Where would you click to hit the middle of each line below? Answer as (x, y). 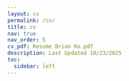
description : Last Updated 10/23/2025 (64, 54)
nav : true (22, 33)
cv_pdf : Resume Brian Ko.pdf (50, 46)
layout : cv (23, 14)
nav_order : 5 (27, 40)
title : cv (22, 27)
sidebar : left (34, 66)
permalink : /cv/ (31, 20)
